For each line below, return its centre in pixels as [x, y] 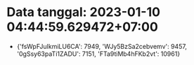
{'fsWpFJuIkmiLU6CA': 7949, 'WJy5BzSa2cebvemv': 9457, [102, 46]
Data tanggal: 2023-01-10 [84, 12]
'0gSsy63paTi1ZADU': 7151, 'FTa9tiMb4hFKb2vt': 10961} [98, 54]
